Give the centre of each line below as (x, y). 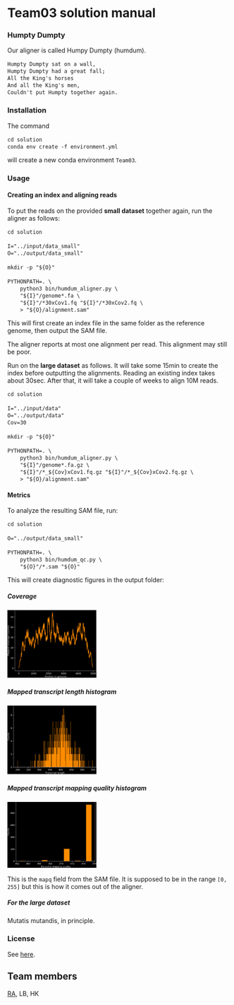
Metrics (19, 495)
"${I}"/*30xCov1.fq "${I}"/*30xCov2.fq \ (81, 303)
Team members (42, 976)
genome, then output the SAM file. (57, 330)
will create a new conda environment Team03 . (72, 160)
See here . (21, 954)
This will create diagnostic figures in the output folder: (86, 580)
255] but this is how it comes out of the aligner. (75, 886)
